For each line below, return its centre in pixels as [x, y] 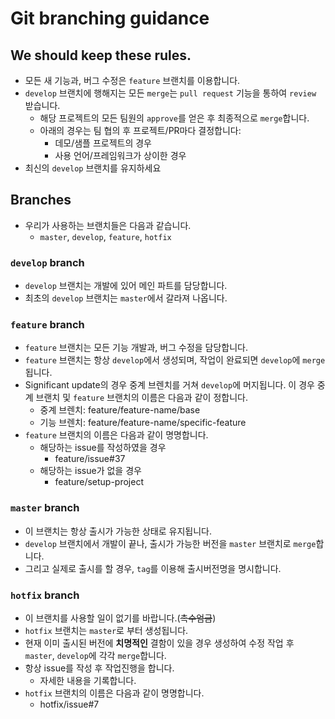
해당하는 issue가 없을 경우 [90, 471]
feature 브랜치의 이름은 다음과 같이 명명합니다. [116, 435]
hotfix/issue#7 [69, 704]
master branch [45, 508]
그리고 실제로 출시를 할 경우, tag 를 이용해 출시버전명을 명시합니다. [153, 568]
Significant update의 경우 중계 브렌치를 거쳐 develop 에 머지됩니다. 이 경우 [169, 385]
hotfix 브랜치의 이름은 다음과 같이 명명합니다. [114, 693]
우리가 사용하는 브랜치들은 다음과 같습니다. [108, 225]
